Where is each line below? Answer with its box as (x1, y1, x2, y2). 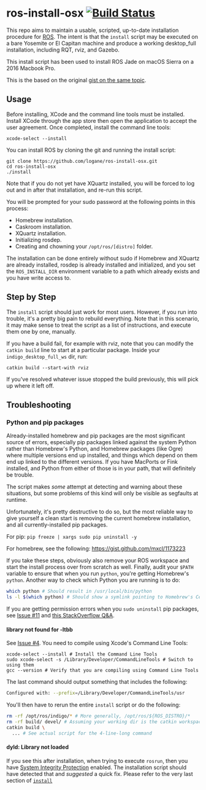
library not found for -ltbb (6, 625, 74, 633)
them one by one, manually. (6, 327, 77, 335)
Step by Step (6, 292, 56, 302)
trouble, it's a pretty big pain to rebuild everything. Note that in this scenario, (6, 315, 199, 322)
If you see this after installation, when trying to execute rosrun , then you (6, 757, 188, 764)
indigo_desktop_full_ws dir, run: (6, 353, 88, 360)
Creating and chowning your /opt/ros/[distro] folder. (15, 243, 153, 250)
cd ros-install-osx (6, 163, 56, 170)
